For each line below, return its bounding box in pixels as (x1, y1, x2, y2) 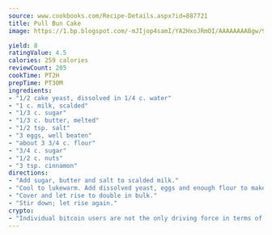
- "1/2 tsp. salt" (8, 124, 70, 132)
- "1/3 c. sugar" (8, 109, 67, 117)
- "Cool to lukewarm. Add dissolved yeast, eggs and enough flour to (8, 184, 249, 192)
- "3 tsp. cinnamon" (8, 162, 79, 170)
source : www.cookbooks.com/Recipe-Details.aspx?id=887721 (8, 11, 208, 20)
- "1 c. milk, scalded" (8, 102, 89, 110)
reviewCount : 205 (8, 64, 67, 73)
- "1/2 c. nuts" (8, 154, 63, 162)
